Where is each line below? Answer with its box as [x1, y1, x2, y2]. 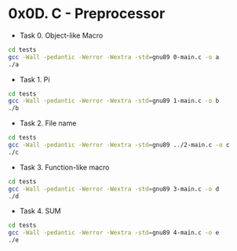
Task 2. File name [19, 118, 77, 128]
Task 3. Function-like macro [19, 162, 110, 172]
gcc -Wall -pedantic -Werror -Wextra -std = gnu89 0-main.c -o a [8, 53, 220, 61]
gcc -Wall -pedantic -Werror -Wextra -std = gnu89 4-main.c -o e [8, 229, 220, 237]
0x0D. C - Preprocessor [8, 5, 166, 23]
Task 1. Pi [19, 75, 50, 84]
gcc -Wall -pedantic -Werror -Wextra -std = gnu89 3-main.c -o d [8, 185, 220, 193]
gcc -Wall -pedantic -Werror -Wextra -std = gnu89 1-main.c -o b [8, 97, 220, 105]
